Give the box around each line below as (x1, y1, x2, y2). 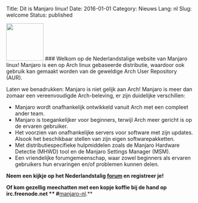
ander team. (14, 110, 45, 117)
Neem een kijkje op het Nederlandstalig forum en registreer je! (6, 173, 164, 179)
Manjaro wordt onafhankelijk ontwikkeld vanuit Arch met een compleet (14, 104, 189, 110)
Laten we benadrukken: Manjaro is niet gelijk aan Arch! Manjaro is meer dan (6, 86, 193, 93)
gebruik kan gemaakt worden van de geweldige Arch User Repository (6, 68, 177, 75)
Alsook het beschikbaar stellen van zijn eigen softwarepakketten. (14, 136, 175, 142)
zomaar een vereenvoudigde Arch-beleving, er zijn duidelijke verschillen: (6, 92, 185, 99)
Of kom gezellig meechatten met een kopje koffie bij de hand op (6, 184, 167, 190)
